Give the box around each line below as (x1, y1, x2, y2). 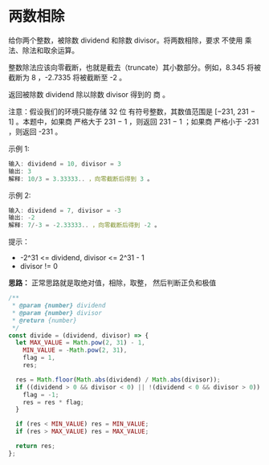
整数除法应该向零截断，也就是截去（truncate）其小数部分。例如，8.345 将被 (8, 62, 261, 72)
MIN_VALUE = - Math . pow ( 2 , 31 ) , (22, 346, 128, 354)
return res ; (15, 443, 56, 451)
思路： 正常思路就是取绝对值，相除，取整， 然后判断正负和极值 (8, 278, 217, 288)
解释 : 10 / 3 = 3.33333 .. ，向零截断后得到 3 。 (8, 174, 154, 183)
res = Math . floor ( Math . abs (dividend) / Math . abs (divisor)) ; (15, 375, 221, 384)
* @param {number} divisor (11, 308, 103, 317)
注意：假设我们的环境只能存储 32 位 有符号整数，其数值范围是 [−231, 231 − (8, 106, 255, 116)
